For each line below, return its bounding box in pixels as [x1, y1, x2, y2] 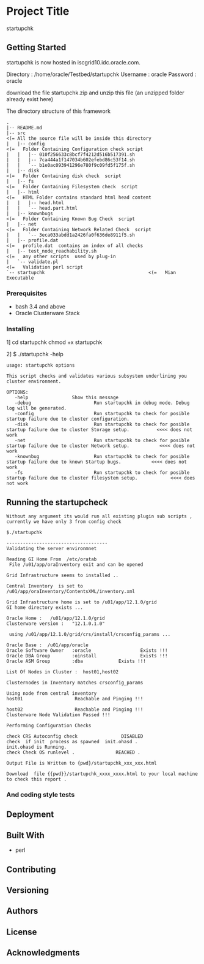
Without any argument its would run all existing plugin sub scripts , [6, 513, 192, 519]
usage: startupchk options [6, 362, 75, 369]
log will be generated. [6, 405, 67, 411]
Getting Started [6, 42, 67, 53]
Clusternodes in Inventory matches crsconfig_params [6, 679, 144, 686]
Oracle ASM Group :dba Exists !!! [6, 658, 147, 665]
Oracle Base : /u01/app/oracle [6, 642, 89, 648]
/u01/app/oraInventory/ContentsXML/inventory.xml [6, 589, 136, 595]
